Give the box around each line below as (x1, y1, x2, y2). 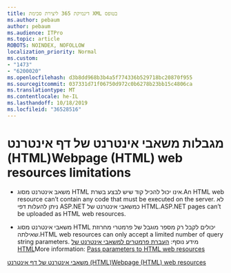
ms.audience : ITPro (7, 29, 63, 36)
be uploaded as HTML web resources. (17, 209, 126, 217)
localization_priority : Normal (7, 49, 97, 56)
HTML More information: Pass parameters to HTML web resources (17, 245, 205, 253)
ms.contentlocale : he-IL (7, 94, 79, 100)
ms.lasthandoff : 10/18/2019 (7, 100, 88, 107)
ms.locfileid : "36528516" (7, 106, 81, 113)
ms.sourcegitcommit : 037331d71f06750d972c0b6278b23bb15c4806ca (7, 80, 193, 87)
